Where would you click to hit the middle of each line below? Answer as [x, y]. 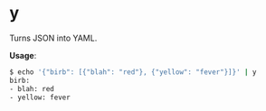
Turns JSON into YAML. [53, 38]
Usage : [23, 55]
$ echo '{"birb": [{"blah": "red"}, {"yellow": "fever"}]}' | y [133, 72]
